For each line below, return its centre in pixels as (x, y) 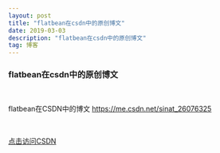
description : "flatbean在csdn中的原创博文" (77, 38)
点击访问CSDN (32, 141)
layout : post (30, 16)
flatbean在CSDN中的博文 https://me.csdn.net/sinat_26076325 (110, 109)
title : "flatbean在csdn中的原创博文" (67, 23)
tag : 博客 (23, 45)
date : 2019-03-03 (37, 30)
